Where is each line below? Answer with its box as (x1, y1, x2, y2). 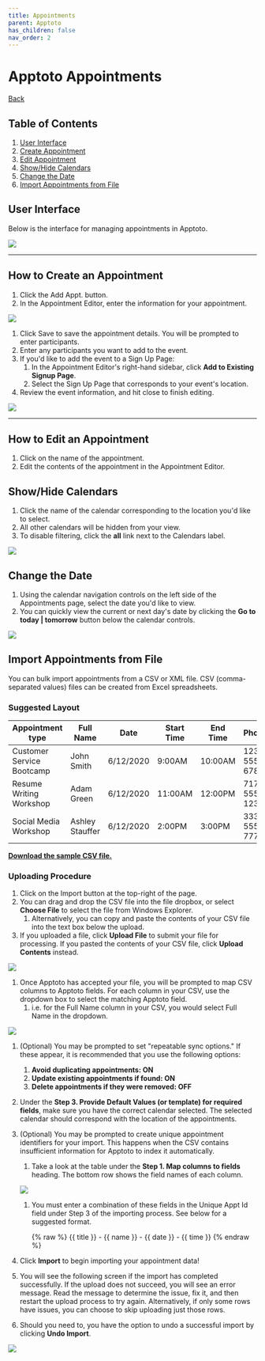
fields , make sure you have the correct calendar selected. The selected (19, 1105, 252, 1116)
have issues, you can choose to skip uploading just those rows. (19, 1305, 226, 1314)
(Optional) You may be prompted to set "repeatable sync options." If (19, 1041, 241, 1051)
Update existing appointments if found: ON (31, 1074, 176, 1083)
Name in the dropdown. (31, 1011, 108, 1021)
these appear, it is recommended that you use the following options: (19, 1050, 241, 1060)
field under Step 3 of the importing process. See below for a (31, 1208, 227, 1219)
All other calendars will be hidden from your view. (19, 523, 181, 533)
